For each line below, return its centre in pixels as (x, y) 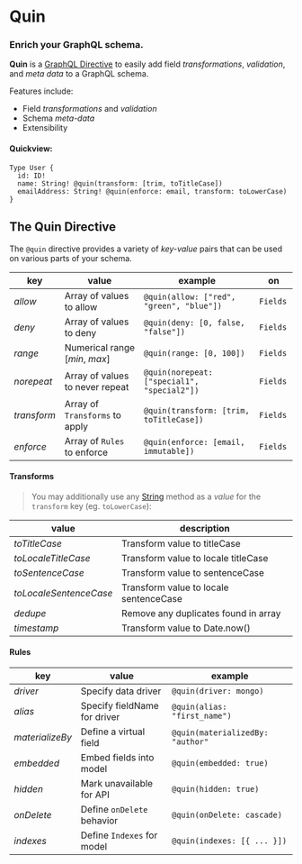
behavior (99, 820)
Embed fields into (117, 757)
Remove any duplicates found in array (201, 613)
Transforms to (93, 414)
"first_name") (201, 715)
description (205, 528)
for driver (100, 716)
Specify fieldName (120, 705)
